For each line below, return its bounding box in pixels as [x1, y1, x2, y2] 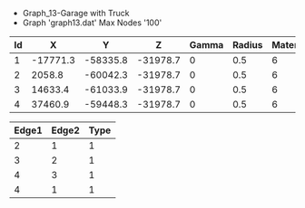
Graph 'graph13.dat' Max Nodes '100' [22, 17, 162, 28]
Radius [232, 39, 263, 51]
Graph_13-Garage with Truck [22, 8, 130, 18]
